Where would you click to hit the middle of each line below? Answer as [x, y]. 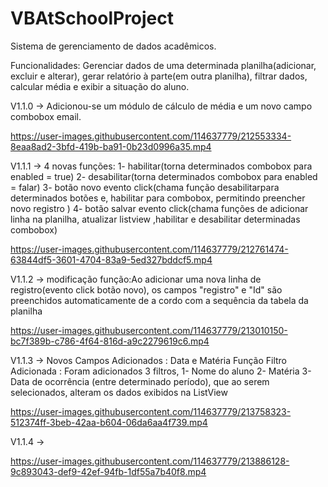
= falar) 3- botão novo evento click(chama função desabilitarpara [145, 187]
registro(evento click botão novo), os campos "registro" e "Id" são [146, 289]
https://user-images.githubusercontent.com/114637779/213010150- [149, 330]
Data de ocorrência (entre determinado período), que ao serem [140, 381]
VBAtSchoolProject [92, 18]
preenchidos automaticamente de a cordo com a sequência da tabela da [159, 300]
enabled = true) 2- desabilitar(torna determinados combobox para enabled [164, 176]
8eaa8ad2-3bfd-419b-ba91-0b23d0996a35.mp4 [111, 146]
